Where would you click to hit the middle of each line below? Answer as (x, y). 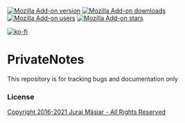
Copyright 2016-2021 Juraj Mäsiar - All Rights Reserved (87, 112)
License (21, 97)
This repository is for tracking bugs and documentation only (93, 79)
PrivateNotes (46, 60)
